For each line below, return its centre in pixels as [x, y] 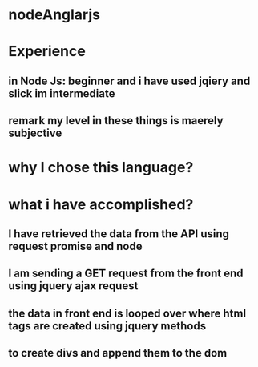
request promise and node [75, 246]
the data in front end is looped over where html [127, 313]
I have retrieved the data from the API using [119, 234]
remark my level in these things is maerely [116, 121]
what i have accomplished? [101, 204]
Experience [47, 52]
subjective [35, 133]
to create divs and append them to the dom [118, 353]
